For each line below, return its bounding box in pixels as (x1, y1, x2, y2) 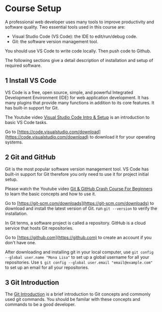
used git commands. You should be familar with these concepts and (5, 296, 140, 302)
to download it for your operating (89, 134, 156, 140)
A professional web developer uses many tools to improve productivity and (5, 19, 154, 25)
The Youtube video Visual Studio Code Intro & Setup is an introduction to (5, 114, 150, 120)
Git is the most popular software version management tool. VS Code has (5, 166, 149, 172)
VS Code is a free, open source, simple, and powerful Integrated (5, 89, 133, 95)
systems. (5, 139, 23, 145)
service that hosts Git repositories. (5, 225, 74, 231)
